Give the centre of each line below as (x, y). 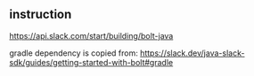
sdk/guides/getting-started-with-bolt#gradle (91, 62)
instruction (41, 15)
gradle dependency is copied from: (74, 53)
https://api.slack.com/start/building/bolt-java (91, 35)
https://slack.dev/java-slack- (192, 53)
